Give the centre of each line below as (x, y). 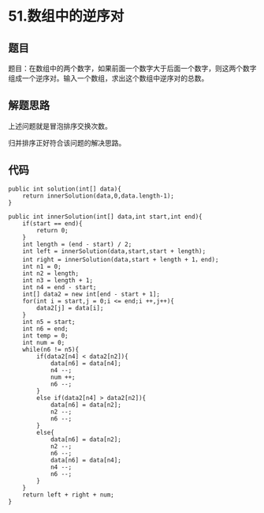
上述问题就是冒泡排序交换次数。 (60, 126)
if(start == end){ (52, 223)
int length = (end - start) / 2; (77, 244)
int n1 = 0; (42, 266)
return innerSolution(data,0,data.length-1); (99, 196)
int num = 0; (44, 342)
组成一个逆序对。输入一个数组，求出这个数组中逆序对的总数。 (108, 78)
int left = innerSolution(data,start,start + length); (114, 251)
